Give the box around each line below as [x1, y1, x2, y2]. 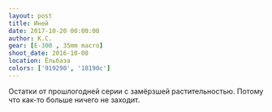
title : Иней [8, 19, 49, 27]
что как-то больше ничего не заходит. [8, 94, 140, 105]
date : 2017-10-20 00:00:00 [8, 27, 100, 35]
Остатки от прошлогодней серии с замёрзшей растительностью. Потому [8, 86, 264, 96]
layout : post [8, 11, 53, 20]
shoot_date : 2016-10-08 [8, 49, 89, 57]
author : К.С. [8, 34, 53, 43]
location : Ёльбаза [8, 57, 71, 65]
